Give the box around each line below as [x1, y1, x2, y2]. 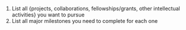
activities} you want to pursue [11, 11, 85, 18]
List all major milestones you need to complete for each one [11, 18, 158, 24]
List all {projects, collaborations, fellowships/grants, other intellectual [11, 5, 181, 12]
